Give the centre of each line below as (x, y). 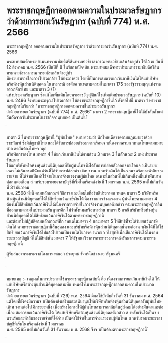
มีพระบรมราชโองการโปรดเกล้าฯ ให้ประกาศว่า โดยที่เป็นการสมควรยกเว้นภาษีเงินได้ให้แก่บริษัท (82, 78)
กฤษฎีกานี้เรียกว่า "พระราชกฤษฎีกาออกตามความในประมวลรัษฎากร (61, 106)
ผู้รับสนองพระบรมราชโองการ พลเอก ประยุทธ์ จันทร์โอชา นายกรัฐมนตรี (63, 253)
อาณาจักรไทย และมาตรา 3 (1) (31, 89)
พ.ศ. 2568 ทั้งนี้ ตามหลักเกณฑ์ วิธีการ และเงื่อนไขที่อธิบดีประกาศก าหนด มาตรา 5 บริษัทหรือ (82, 193)
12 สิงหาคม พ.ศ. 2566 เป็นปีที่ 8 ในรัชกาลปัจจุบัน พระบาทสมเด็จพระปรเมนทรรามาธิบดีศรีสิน (83, 67)
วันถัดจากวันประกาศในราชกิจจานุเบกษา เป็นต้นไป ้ (47, 117)
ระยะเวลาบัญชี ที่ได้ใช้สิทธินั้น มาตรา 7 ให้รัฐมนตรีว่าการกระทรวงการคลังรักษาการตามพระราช (81, 238)
